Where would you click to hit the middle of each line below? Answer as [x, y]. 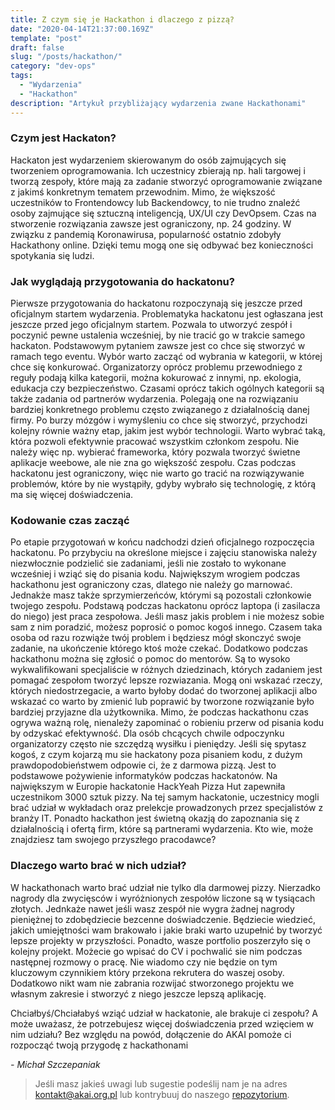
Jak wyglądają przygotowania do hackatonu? [122, 281]
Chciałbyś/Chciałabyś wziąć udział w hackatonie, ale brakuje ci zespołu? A [164, 1013]
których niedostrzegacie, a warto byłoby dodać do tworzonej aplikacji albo [164, 691]
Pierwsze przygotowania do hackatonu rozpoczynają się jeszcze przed [156, 303]
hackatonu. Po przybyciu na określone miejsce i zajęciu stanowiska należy [164, 553]
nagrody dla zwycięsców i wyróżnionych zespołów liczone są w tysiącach [163, 898]
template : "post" [46, 38]
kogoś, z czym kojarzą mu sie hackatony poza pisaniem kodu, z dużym [156, 755]
